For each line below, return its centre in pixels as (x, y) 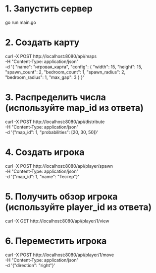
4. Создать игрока (45, 152)
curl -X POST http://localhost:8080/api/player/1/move (60, 255)
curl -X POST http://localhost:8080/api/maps (51, 56)
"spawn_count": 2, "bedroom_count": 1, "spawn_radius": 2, (65, 72)
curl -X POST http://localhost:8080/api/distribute (55, 122)
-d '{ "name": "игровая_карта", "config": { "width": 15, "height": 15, (74, 67)
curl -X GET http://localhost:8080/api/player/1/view (57, 221)
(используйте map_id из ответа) (74, 108)
